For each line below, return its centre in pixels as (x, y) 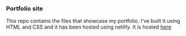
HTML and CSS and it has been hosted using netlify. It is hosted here (89, 27)
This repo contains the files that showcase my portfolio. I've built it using (93, 21)
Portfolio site (25, 9)
